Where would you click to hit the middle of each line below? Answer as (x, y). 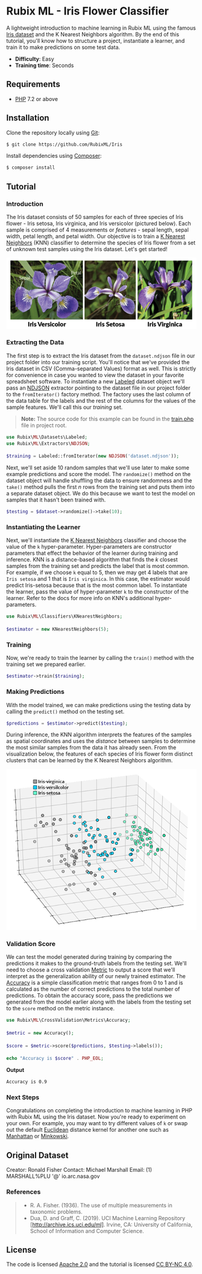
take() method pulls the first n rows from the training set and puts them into (100, 487)
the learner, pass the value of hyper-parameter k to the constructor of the (97, 592)
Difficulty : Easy (34, 59)
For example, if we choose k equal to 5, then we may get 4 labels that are (97, 572)
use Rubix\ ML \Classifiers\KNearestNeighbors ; (64, 616)
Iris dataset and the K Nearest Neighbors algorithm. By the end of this (93, 34)
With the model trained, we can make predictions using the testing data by (99, 705)
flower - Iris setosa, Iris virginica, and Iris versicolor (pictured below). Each (99, 223)
